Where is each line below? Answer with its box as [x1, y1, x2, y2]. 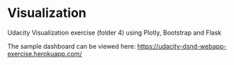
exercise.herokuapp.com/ [7, 49, 82, 58]
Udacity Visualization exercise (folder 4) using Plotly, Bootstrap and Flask [7, 28, 222, 37]
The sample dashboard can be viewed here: [7, 42, 136, 50]
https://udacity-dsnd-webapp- [137, 42, 227, 50]
